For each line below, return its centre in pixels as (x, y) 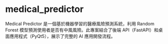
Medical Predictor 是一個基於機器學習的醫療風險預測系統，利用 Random (80, 23)
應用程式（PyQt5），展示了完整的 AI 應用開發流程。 (62, 36)
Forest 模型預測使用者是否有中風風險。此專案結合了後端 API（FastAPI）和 (82, 30)
